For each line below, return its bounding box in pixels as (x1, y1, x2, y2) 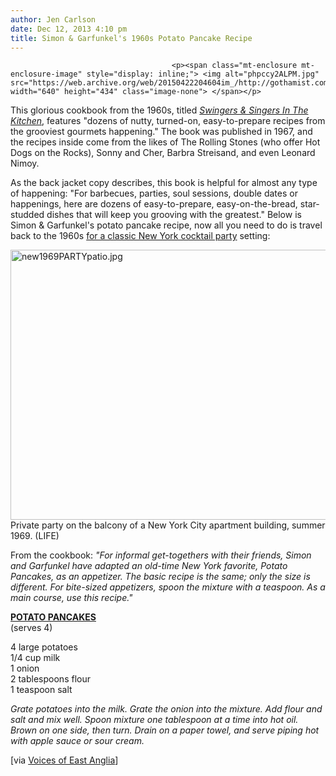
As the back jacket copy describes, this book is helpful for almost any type (10, 177, 318, 189)
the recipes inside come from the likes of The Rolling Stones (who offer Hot (10, 136, 321, 148)
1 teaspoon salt (10, 684, 73, 696)
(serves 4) (10, 622, 53, 634)
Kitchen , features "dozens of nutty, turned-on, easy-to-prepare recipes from (10, 115, 326, 127)
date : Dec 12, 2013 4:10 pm (10, 24, 128, 34)
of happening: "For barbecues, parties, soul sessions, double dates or (10, 187, 298, 200)
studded (10, 209, 45, 221)
